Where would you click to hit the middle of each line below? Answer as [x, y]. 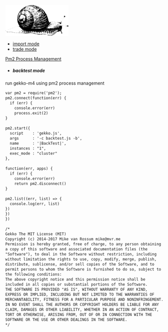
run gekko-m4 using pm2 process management [55, 83]
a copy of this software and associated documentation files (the [76, 249]
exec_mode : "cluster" [34, 154]
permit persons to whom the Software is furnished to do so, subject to [83, 270]
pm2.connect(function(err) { [36, 98]
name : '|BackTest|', [38, 144]
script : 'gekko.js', [36, 134]
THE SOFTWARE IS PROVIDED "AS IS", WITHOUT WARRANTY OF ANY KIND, [76, 290]
